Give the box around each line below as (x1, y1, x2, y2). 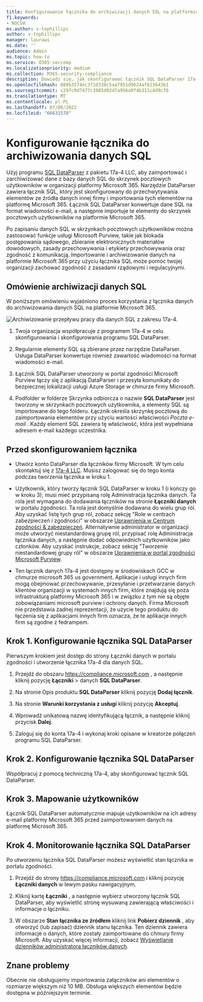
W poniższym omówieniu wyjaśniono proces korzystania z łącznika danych (6, 297, 194, 305)
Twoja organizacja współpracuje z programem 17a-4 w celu (14, 328, 164, 335)
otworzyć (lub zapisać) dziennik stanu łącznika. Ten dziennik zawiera (14, 923, 188, 931)
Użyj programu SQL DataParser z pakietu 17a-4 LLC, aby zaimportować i (6, 169, 187, 176)
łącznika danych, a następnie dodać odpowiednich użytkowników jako (14, 536, 190, 543)
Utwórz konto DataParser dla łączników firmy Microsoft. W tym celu (14, 460, 184, 467)
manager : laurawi (6, 37, 50, 43)
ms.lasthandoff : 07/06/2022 (6, 104, 77, 111)
